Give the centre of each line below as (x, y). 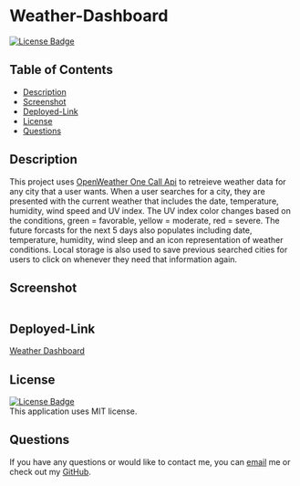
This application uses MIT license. (73, 411)
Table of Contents (62, 70)
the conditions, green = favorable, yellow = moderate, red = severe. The (145, 220)
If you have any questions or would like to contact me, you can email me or (150, 461)
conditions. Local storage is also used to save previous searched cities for (149, 249)
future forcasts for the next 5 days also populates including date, (131, 230)
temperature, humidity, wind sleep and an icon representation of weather (147, 239)
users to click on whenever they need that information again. (124, 259)
